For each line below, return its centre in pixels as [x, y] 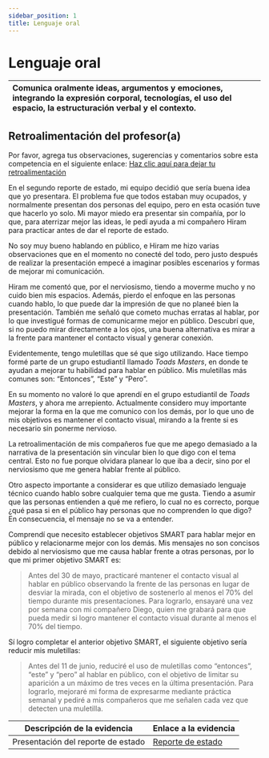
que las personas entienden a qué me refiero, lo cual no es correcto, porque [134, 502]
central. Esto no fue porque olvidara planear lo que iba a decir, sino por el [129, 461]
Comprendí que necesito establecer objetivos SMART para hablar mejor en [132, 535]
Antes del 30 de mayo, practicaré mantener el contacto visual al [133, 576]
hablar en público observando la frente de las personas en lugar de [139, 584]
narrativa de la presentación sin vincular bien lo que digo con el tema [122, 452]
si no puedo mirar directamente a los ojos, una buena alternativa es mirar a [132, 330]
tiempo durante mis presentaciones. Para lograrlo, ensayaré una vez [141, 601]
